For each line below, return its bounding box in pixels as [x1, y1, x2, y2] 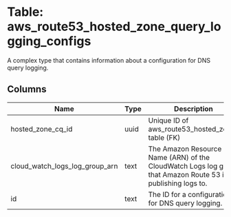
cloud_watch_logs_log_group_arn [10, 161, 118, 171]
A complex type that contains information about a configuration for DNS [7, 56, 211, 64]
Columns [7, 83, 47, 95]
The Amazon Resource [148, 144, 222, 154]
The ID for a [148, 189, 187, 199]
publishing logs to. [148, 178, 208, 188]
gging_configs [7, 34, 91, 49]
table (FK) [148, 132, 181, 142]
